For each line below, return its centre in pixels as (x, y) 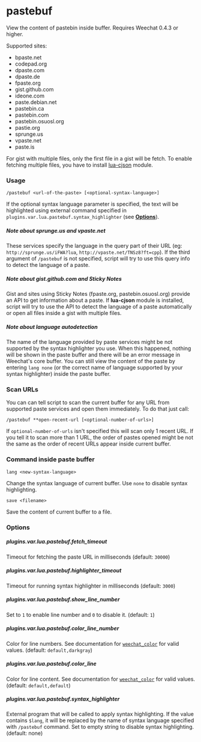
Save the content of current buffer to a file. (59, 512)
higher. (15, 34)
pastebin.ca (29, 108)
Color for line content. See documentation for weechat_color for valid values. (101, 679)
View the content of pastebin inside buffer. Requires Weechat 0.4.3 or (92, 28)
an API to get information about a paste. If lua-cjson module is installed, (95, 300)
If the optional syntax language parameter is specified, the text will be (92, 204)
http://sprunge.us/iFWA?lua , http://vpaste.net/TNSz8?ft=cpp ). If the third (98, 252)
